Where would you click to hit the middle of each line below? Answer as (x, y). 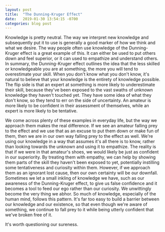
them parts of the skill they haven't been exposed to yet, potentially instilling (82, 162)
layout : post (18, 10)
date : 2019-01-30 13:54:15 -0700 (42, 19)
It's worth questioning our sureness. (42, 225)
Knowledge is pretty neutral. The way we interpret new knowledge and (77, 38)
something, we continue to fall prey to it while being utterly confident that (79, 210)
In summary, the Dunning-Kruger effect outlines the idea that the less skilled (82, 64)
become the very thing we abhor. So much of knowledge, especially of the (81, 194)
